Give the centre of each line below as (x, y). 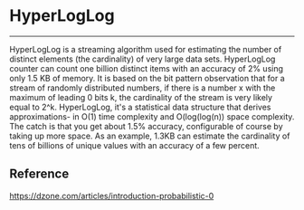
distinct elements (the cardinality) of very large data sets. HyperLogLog (142, 59)
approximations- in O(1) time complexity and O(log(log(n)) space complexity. (152, 116)
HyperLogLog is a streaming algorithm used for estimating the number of (146, 49)
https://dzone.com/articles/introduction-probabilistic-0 (112, 196)
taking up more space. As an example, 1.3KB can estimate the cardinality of (150, 136)
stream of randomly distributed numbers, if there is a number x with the (142, 88)
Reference (39, 174)
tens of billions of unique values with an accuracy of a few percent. (134, 145)
